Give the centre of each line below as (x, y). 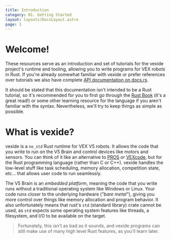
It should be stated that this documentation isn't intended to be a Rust (79, 90)
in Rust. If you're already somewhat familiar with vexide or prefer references (85, 75)
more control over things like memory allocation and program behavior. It (82, 200)
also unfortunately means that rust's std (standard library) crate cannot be (83, 205)
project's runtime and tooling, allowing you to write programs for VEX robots (85, 69)
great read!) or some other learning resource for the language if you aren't (83, 101)
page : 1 (14, 24)
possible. (15, 112)
